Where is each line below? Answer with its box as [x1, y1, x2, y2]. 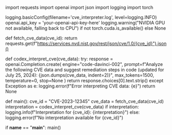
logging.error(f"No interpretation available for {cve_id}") [5, 115, 123, 121]
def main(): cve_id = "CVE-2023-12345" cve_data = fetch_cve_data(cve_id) [5, 98, 164, 104]
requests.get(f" [5, 40, 37, 47]
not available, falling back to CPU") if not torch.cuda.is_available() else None [5, 25, 166, 31]
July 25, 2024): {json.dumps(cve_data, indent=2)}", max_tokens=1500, [5, 72, 155, 78]
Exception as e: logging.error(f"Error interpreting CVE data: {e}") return [5, 83, 155, 89]
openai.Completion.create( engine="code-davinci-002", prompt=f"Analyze [5, 61, 163, 67]
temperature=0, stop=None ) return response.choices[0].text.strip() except [5, 78, 164, 83]
